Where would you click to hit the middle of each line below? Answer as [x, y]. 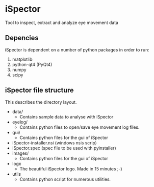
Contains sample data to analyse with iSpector [66, 117]
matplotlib [22, 59]
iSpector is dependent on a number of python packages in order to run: [77, 49]
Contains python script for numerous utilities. [65, 179]
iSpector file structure [39, 90]
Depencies [22, 38]
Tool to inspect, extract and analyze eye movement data [62, 23]
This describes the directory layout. [41, 102]
